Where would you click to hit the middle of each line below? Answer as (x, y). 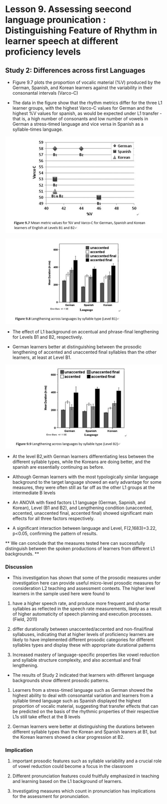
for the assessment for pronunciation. (51, 796)
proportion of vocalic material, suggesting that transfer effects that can (85, 706)
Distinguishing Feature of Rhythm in (81, 31)
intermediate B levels (34, 493)
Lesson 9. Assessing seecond (68, 9)
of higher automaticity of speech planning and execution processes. (83, 614)
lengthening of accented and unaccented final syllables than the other (84, 352)
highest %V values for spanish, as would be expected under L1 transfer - (87, 113)
